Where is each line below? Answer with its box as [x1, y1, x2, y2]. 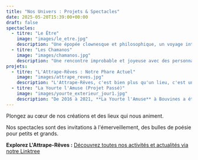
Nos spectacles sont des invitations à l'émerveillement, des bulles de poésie [6, 124, 192, 131]
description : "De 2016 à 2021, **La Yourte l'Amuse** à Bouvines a [16, 96, 186, 102]
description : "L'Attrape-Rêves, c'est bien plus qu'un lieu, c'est [16, 80, 186, 86]
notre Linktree [6, 148, 40, 155]
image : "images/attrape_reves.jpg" [16, 74, 104, 80]
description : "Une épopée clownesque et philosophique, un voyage [16, 42, 183, 48]
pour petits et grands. [6, 130, 59, 137]
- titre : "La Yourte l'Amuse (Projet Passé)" [11, 85, 126, 91]
